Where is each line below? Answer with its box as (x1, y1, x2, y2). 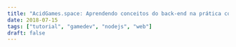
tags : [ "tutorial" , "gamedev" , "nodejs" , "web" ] (7, 23, 152, 30)
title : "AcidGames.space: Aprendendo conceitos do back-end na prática (7, 10, 221, 17)
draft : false (7, 29, 46, 37)
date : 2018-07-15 (7, 17, 58, 23)
